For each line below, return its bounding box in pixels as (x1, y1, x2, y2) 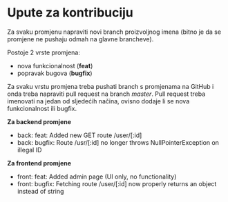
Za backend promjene (7, 117, 71, 125)
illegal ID (17, 145, 42, 154)
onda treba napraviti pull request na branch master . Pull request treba (7, 90, 206, 98)
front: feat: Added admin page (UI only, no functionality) (17, 172, 177, 181)
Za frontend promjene (7, 159, 71, 167)
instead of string (17, 187, 64, 195)
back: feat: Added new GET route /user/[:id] (17, 131, 142, 139)
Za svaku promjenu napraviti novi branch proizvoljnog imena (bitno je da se (7, 28, 222, 36)
